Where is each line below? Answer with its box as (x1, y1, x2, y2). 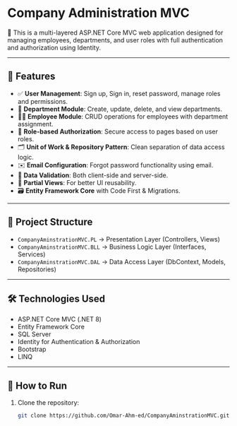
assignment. (17, 119, 54, 128)
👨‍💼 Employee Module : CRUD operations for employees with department (17, 112, 229, 121)
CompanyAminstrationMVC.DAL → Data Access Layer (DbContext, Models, (17, 257, 226, 266)
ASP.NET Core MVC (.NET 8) (17, 315, 102, 324)
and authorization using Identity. (7, 43, 101, 52)
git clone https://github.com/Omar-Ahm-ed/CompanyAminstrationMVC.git (17, 412, 230, 420)
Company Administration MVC (7, 5, 190, 21)
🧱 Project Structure (7, 216, 93, 228)
